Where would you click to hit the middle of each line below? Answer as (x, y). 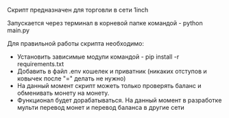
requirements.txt (40, 64)
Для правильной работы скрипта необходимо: (75, 43)
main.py (18, 30)
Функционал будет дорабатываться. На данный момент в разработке (119, 100)
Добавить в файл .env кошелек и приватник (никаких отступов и (112, 71)
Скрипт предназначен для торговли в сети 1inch (78, 10)
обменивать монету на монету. (63, 93)
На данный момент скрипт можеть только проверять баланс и (109, 86)
